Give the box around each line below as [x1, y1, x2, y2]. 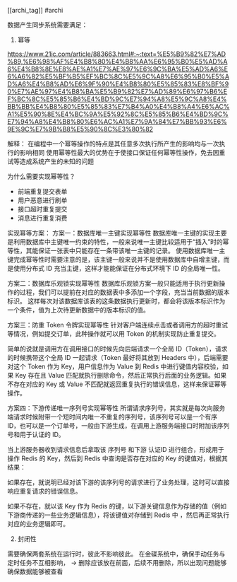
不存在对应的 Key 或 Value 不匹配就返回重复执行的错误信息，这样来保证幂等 [7, 380, 227, 388]
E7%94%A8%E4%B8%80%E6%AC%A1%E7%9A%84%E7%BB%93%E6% [7, 117, 227, 126]
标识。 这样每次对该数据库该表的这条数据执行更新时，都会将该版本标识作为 [7, 297, 226, 305]
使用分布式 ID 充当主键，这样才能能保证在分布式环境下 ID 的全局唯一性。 [13, 264, 224, 272]
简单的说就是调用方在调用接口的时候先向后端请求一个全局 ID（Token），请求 [7, 344, 228, 353]
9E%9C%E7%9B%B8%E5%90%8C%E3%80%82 [7, 125, 154, 133]
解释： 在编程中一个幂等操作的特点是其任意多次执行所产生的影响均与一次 [7, 139, 219, 148]
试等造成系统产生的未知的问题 [7, 157, 94, 165]
